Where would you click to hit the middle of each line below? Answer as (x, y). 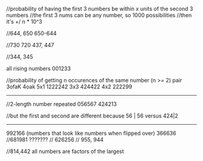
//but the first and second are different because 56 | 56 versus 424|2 (92, 116)
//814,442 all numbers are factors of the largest (65, 151)
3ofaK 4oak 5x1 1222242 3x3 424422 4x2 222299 (69, 87)
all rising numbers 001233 (39, 68)
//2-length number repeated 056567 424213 (62, 104)
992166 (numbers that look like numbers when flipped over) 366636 (91, 133)
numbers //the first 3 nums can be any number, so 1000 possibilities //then (99, 15)
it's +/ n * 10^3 (24, 21)
